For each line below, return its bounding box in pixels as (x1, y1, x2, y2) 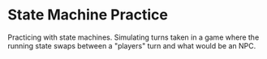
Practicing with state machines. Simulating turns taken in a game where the (7, 32, 260, 42)
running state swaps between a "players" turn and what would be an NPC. (7, 40, 256, 50)
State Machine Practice (7, 6, 168, 24)
